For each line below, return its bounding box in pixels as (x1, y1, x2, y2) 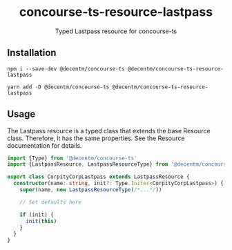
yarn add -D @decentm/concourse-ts (7, 84, 110, 90)
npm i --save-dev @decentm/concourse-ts (7, 65, 126, 73)
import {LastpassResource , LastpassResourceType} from (7, 161, 168, 168)
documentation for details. (7, 141, 82, 149)
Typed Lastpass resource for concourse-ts (55, 27, 177, 35)
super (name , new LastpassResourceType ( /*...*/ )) (19, 186, 162, 193)
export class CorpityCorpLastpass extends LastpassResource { (7, 173, 190, 180)
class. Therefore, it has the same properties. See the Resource (7, 134, 185, 142)
